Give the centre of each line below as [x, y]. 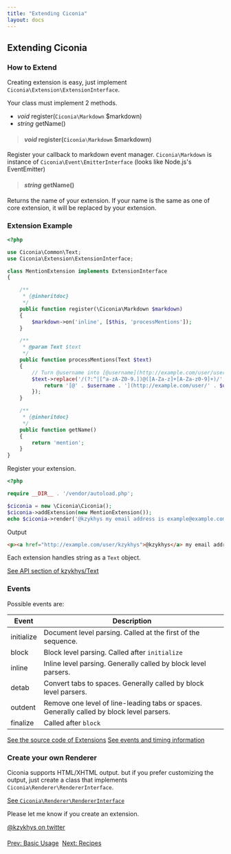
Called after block [72, 723]
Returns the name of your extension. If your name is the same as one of [109, 200]
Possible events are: [36, 604]
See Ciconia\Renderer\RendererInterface [66, 800]
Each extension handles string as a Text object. [74, 557]
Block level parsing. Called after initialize [113, 652]
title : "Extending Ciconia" [47, 13]
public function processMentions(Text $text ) [86, 360]
